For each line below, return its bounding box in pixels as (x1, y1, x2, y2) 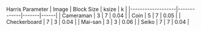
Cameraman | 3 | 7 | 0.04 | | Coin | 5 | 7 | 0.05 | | (62, 12, 181, 19)
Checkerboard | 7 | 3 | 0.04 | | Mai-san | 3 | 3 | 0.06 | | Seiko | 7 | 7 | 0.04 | (6, 18, 190, 25)
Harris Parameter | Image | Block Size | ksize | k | (6, 6, 127, 13)
